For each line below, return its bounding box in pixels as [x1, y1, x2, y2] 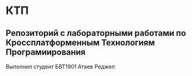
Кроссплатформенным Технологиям [5, 37, 155, 47]
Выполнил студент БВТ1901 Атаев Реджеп [5, 63, 115, 70]
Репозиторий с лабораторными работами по [5, 28, 187, 38]
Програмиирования [5, 47, 86, 57]
